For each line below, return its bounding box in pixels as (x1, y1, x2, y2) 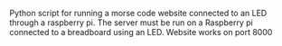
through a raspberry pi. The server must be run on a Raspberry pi (9, 17, 253, 28)
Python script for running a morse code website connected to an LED (9, 8, 268, 18)
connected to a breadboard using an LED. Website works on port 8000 (9, 27, 273, 37)
